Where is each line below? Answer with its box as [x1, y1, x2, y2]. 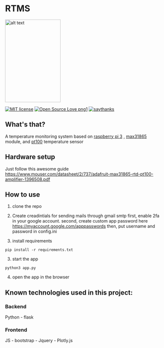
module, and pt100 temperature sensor [5, 138, 84, 145]
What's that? [5, 121, 46, 129]
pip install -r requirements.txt [5, 248, 73, 252]
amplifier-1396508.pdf [5, 176, 50, 182]
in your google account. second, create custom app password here [12, 218, 148, 224]
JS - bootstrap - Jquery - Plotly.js [5, 338, 73, 344]
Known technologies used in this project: [5, 288, 133, 297]
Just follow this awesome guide [5, 166, 69, 172]
